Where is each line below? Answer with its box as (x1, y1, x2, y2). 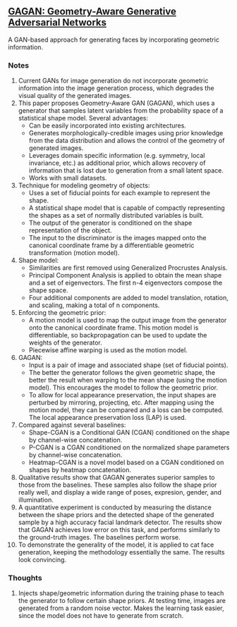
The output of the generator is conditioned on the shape (28, 218, 193, 228)
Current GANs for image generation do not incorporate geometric (18, 77, 209, 85)
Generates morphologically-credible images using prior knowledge (28, 129, 224, 137)
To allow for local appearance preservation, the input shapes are (28, 391, 217, 399)
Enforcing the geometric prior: (18, 309, 107, 317)
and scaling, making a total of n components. (28, 301, 160, 309)
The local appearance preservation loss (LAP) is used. (28, 414, 187, 422)
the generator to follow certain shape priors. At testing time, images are (18, 597, 226, 605)
